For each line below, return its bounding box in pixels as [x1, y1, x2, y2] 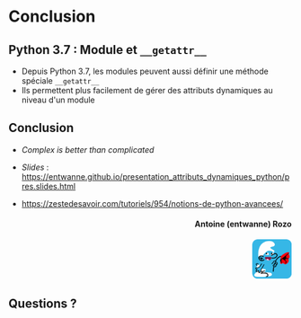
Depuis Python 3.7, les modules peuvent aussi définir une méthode [21, 66, 269, 76]
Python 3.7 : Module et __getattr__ [8, 42, 208, 57]
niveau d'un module [21, 94, 95, 105]
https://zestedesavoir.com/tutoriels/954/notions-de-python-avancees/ [21, 198, 284, 208]
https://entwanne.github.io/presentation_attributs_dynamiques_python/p [21, 171, 290, 181]
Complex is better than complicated [21, 144, 155, 155]
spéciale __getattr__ [21, 75, 100, 86]
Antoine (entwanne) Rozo [194, 218, 292, 230]
